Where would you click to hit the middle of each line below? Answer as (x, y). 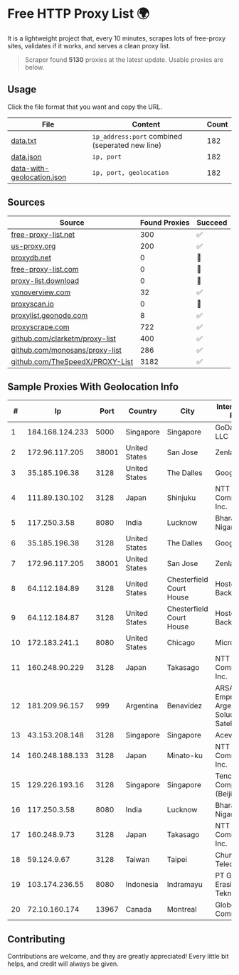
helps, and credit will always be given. (63, 964)
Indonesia (142, 885)
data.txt (24, 141)
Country (143, 411)
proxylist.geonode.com (49, 315)
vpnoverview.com (41, 292)
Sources (26, 202)
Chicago (181, 643)
